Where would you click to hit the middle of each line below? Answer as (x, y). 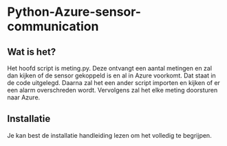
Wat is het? (32, 52)
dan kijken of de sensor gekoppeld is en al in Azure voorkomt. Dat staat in (112, 75)
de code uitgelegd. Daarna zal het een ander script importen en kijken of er (113, 83)
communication (53, 26)
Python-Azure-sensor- (74, 12)
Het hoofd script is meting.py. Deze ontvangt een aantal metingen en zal (109, 68)
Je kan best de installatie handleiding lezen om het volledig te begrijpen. (109, 135)
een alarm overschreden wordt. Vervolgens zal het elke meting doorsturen (112, 90)
